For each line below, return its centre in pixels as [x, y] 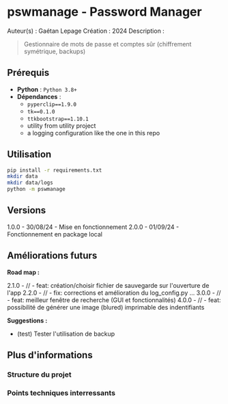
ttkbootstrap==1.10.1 [58, 119]
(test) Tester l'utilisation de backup [66, 334]
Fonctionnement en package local [55, 234]
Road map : [23, 272]
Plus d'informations [50, 355]
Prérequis [28, 73]
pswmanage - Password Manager [105, 12]
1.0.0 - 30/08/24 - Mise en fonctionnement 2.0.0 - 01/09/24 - [93, 227]
